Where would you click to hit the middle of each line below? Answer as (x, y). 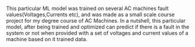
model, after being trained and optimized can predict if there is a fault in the (98, 27)
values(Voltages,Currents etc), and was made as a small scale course (90, 15)
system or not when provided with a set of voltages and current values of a (97, 33)
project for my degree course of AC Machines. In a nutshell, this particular (96, 21)
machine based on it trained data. (47, 39)
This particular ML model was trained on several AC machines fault (87, 8)
